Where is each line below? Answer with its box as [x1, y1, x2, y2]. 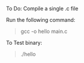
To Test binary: [6, 39, 42, 46]
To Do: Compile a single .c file [6, 5, 79, 12]
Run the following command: [6, 16, 75, 23]
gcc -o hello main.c [20, 28, 68, 35]
